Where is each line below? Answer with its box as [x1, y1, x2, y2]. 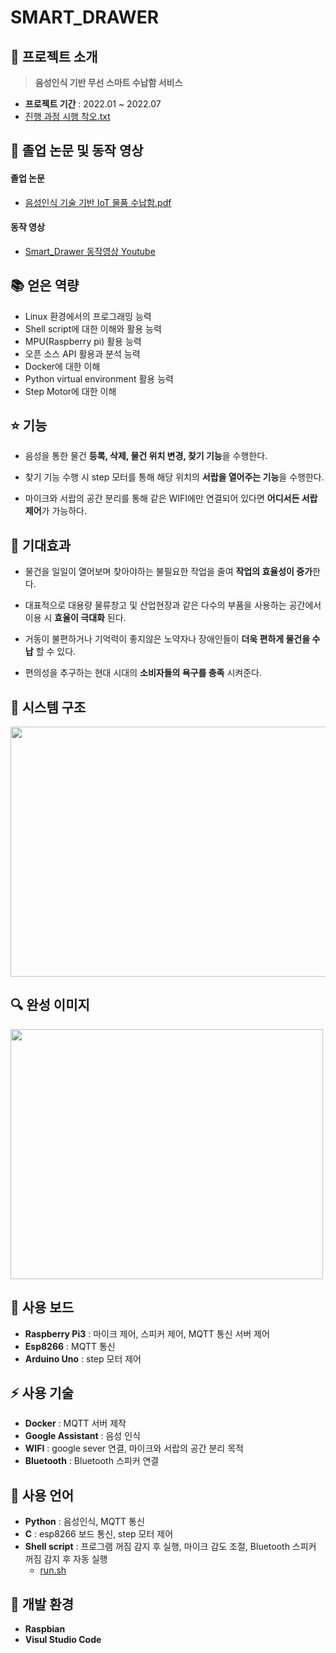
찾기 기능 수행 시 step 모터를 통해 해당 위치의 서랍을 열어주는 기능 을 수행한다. [24, 471, 325, 483]
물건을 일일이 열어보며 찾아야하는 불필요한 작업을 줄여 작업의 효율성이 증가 [24, 566, 313, 578]
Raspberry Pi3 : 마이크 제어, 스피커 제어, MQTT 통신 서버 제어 [24, 1327, 270, 1340]
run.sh [39, 1564, 67, 1576]
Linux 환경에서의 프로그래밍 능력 [24, 310, 152, 322]
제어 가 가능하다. [24, 505, 87, 517]
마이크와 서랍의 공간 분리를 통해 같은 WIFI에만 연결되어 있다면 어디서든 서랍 [24, 492, 318, 505]
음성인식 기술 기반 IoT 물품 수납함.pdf [24, 196, 172, 208]
